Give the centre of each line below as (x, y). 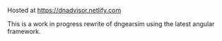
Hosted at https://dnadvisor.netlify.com (64, 10)
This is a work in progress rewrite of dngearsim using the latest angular (111, 24)
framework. (24, 31)
